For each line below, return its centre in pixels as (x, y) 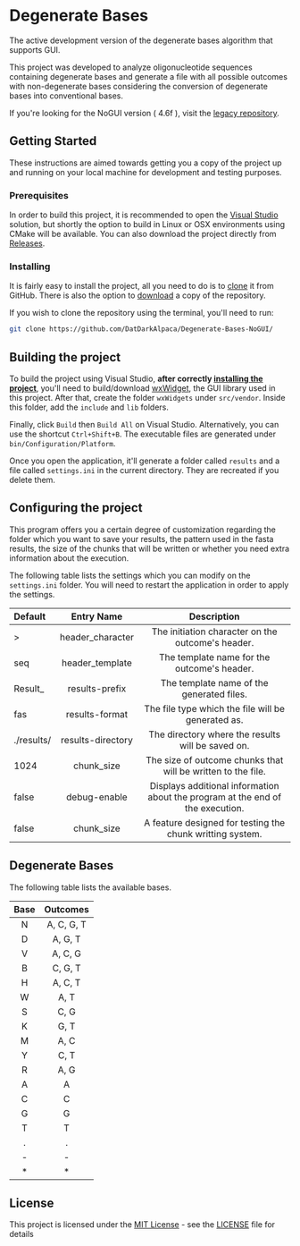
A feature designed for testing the (215, 822)
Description (214, 616)
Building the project (65, 357)
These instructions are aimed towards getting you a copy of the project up (146, 163)
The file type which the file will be (215, 708)
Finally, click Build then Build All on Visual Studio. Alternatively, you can (144, 425)
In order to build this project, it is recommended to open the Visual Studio (144, 215)
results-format (96, 714)
